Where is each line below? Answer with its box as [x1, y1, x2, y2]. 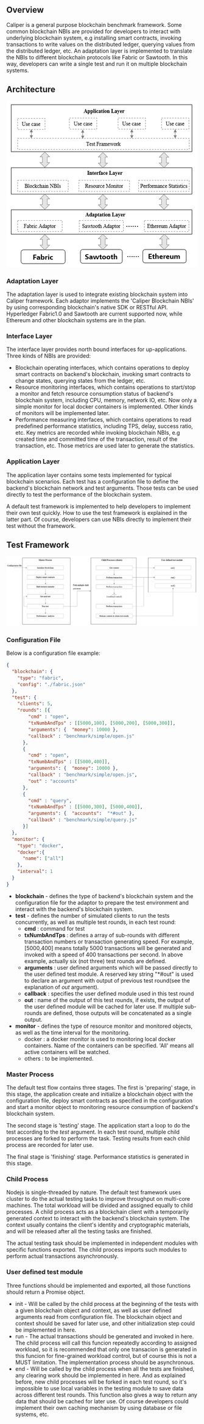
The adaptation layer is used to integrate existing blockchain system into [6, 290, 188, 298]
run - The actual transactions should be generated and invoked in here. [15, 1332, 194, 1340]
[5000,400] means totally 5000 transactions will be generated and [24, 944, 192, 951]
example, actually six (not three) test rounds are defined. [24, 957, 167, 965]
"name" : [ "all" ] [22, 855, 64, 861]
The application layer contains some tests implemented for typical [6, 471, 172, 479]
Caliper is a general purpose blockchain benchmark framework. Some [6, 21, 182, 28]
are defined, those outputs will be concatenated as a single [43, 1009, 192, 1017]
